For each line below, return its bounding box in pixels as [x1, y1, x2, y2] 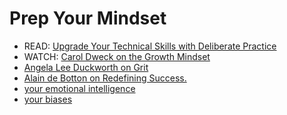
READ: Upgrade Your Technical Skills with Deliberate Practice [23, 40, 277, 52]
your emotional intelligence [23, 82, 136, 94]
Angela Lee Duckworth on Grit [23, 61, 149, 73]
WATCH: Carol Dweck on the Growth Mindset [23, 50, 211, 62]
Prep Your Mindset [9, 7, 167, 30]
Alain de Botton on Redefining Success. [23, 72, 187, 84]
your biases [23, 93, 73, 105]
